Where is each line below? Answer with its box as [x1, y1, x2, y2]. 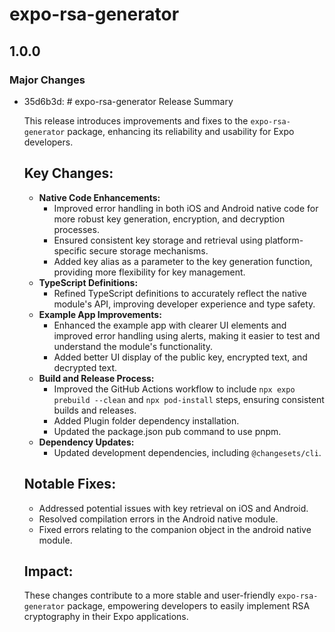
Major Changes [9, 73, 86, 87]
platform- [264, 234, 304, 246]
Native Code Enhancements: [38, 191, 161, 203]
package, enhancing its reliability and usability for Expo [67, 125, 295, 137]
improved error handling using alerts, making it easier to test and [53, 329, 321, 342]
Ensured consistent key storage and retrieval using [53, 234, 263, 246]
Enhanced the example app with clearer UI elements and [53, 319, 287, 331]
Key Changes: [23, 165, 114, 182]
